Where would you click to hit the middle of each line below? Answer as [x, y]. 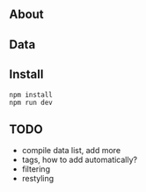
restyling [38, 179]
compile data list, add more [71, 151]
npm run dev [31, 102]
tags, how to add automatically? [80, 160]
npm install [31, 95]
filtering [36, 169]
